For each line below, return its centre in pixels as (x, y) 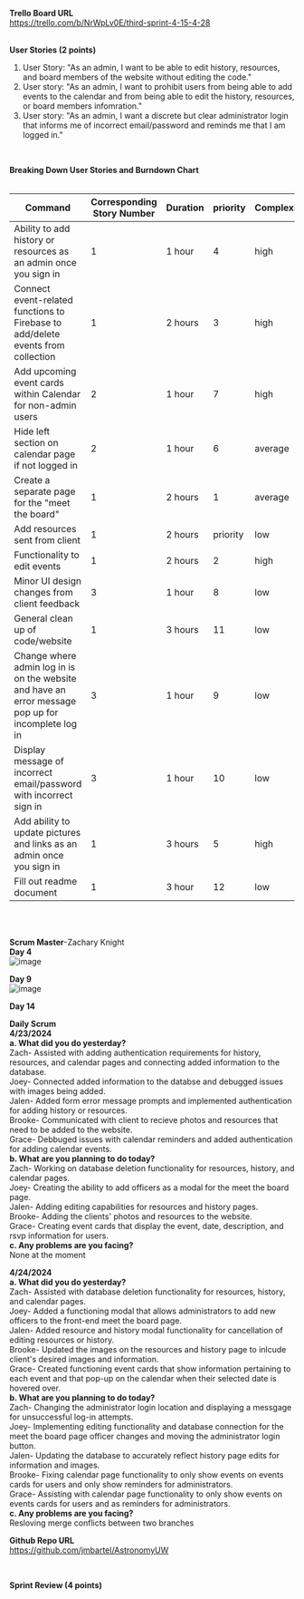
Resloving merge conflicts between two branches (102, 1523)
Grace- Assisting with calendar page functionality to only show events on (146, 1494)
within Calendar (47, 394)
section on (36, 443)
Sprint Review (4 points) (56, 1585)
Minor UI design (47, 581)
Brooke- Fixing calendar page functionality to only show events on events (147, 1475)
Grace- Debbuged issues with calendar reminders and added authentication (151, 1139)
